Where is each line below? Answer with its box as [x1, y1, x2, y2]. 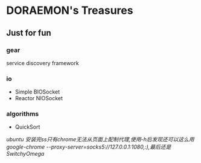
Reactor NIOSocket [14, 95, 63, 102]
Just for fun [6, 28, 51, 38]
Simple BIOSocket [14, 88, 60, 95]
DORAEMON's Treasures [6, 4, 133, 18]
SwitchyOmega [6, 150, 45, 158]
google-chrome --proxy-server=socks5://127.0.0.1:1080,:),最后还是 [6, 143, 171, 151]
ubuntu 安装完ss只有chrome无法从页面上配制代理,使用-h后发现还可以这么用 [6, 136, 194, 143]
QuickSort [14, 123, 40, 130]
